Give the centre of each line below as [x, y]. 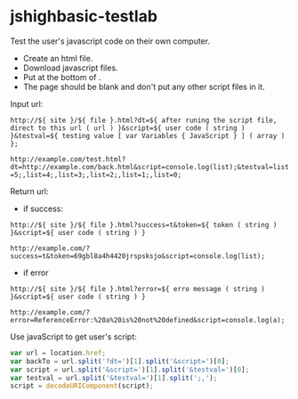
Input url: [27, 103]
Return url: [29, 191]
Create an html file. [58, 58]
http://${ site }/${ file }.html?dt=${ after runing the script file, [144, 120]
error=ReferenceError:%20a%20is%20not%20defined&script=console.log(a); [148, 320]
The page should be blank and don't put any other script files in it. [144, 86]
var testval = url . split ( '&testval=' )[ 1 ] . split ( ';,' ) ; [114, 378]
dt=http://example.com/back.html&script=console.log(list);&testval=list [150, 167]
